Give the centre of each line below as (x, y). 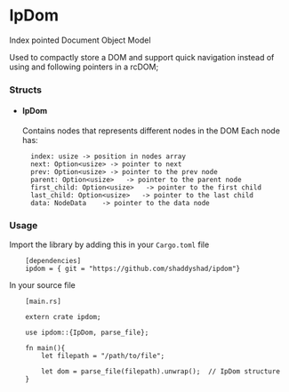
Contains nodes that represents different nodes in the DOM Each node (151, 131)
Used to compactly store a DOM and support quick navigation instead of (142, 57)
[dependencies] (53, 261)
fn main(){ (45, 348)
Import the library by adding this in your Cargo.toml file (109, 244)
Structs (26, 90)
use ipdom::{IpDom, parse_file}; (87, 333)
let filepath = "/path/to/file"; (103, 356)
